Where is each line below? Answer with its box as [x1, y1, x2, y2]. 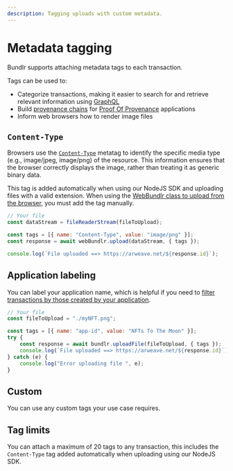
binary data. [7, 171, 42, 179]
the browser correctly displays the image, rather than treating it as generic [7, 164, 220, 172]
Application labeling [7, 270, 96, 282]
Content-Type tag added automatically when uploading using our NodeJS [7, 450, 216, 459]
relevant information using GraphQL [17, 97, 120, 105]
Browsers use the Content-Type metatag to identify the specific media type [7, 148, 221, 157]
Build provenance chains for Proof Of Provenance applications [17, 105, 196, 113]
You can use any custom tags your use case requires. [7, 404, 161, 413]
